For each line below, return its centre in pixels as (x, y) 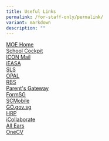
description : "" (26, 28)
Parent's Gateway (28, 88)
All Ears (15, 126)
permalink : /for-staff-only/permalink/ (55, 17)
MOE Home (20, 45)
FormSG (16, 95)
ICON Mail (18, 57)
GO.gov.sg (19, 107)
